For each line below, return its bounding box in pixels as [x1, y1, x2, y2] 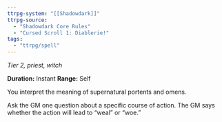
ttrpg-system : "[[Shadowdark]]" [7, 10, 100, 17]
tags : [7, 36, 23, 43]
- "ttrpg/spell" [13, 42, 60, 49]
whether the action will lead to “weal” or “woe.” [7, 108, 141, 116]
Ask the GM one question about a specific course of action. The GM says [7, 101, 216, 109]
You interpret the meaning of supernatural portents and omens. [7, 88, 188, 96]
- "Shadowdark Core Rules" [13, 23, 91, 30]
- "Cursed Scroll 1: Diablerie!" [13, 29, 110, 37]
